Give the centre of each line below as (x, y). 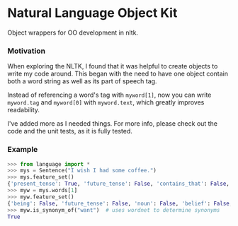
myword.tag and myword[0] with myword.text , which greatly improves (106, 102)
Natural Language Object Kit (92, 13)
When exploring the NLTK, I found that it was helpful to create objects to (113, 66)
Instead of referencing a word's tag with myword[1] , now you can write (109, 95)
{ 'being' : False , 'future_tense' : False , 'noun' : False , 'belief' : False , (120, 203)
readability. (24, 110)
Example (23, 150)
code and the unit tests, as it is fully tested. (70, 131)
